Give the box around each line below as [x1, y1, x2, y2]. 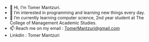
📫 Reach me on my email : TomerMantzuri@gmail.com [9, 26, 120, 31]
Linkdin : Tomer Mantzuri [9, 32, 60, 38]
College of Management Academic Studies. [9, 20, 97, 26]
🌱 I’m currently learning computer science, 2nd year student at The [9, 15, 144, 20]
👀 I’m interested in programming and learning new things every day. [9, 10, 145, 15]
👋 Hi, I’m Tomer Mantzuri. [9, 5, 61, 10]
